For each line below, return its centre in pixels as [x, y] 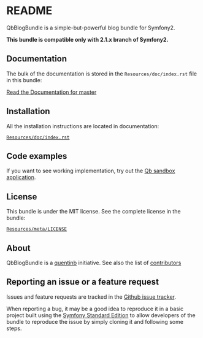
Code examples [37, 156]
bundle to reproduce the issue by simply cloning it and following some [95, 321]
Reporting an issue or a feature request [83, 282]
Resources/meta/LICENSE [37, 229]
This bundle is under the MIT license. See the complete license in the [94, 212]
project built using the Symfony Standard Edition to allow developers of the [101, 315]
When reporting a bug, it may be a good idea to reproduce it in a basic [95, 309]
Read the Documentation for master [52, 92]
